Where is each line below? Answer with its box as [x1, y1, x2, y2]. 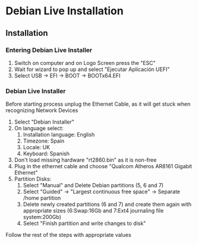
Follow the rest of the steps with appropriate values [5, 231, 131, 239]
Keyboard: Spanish [23, 150, 70, 157]
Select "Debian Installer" [14, 118, 75, 126]
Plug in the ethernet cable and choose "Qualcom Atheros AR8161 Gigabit [14, 163, 193, 170]
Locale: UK [23, 144, 51, 151]
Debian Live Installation [5, 4, 124, 18]
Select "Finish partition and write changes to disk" [23, 220, 146, 227]
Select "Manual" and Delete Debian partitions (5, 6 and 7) [23, 182, 164, 189]
